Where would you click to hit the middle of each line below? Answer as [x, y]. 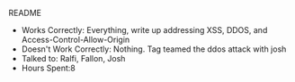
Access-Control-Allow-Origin [76, 40]
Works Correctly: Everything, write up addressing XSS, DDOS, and [144, 30]
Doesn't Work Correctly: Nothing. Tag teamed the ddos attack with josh [154, 49]
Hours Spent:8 [48, 68]
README [25, 13]
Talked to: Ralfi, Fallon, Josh [73, 58]
